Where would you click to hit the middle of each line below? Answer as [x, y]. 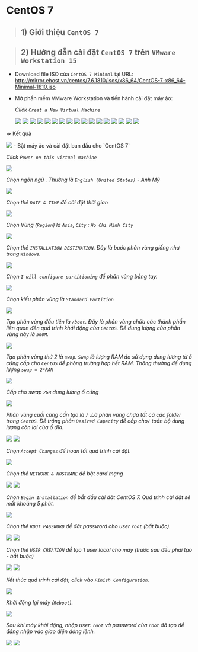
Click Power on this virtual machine [52, 157]
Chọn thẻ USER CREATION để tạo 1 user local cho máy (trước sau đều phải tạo [99, 550]
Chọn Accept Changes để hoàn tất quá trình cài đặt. [69, 451]
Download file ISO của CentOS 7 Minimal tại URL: [74, 74]
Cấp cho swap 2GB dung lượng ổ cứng [52, 392]
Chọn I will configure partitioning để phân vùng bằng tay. [82, 277]
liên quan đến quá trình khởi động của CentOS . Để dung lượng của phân [93, 328]
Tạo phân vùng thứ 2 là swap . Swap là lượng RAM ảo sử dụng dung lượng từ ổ [99, 357]
